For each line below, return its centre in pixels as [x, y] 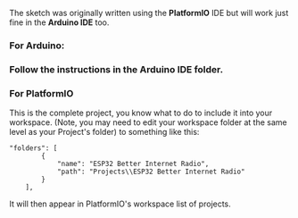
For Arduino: [37, 46]
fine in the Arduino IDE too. [59, 22]
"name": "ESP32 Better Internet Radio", [133, 164]
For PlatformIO [41, 93]
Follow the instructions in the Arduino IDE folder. [116, 69]
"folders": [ [33, 148]
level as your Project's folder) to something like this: [104, 132]
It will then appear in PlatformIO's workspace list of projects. [120, 204]
